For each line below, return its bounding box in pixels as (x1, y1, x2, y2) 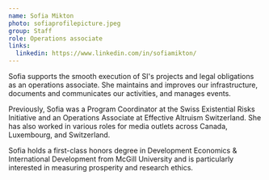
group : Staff (8, 27, 53, 35)
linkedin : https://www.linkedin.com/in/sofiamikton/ (15, 49, 197, 57)
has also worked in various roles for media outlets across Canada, (8, 122, 228, 131)
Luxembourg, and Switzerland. (8, 130, 111, 140)
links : (8, 42, 31, 50)
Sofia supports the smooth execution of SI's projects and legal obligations (8, 72, 254, 81)
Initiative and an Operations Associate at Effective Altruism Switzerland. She (8, 113, 262, 122)
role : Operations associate (8, 34, 103, 43)
